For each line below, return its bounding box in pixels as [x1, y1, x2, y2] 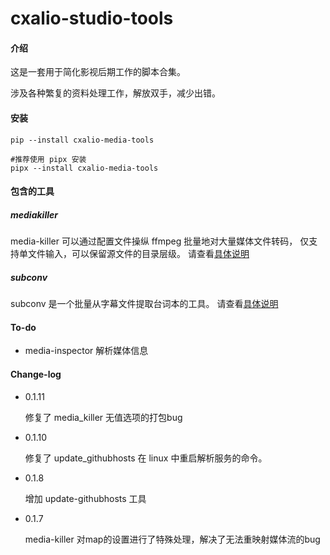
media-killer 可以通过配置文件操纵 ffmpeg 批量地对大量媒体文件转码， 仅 [10, 235, 310, 247]
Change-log [10, 368, 62, 380]
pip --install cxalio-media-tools [10, 135, 155, 145]
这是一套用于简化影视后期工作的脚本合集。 [10, 66, 186, 78]
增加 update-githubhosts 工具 [24, 492, 147, 504]
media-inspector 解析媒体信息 [24, 345, 149, 357]
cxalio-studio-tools [10, 7, 174, 30]
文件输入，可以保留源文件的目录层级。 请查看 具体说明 [27, 248, 250, 260]
